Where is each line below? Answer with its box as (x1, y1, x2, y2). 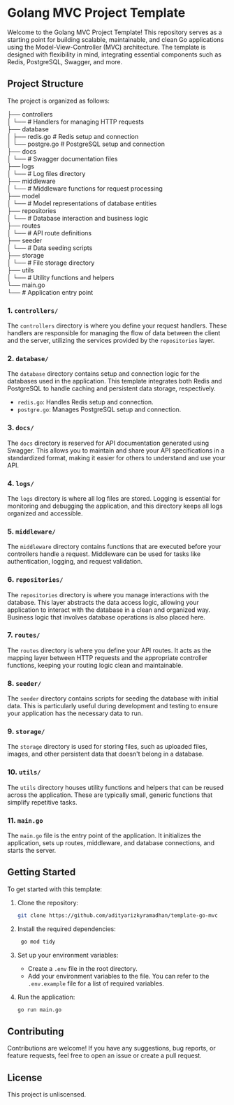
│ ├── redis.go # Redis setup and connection (7, 132, 139, 140)
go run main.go (17, 1006, 62, 1013)
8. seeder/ (7, 678, 42, 688)
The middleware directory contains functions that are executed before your (7, 543, 221, 551)
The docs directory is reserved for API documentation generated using (7, 439, 210, 447)
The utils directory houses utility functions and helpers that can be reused (7, 783, 224, 791)
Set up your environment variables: (17, 951, 119, 959)
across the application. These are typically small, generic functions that (7, 791, 213, 799)
